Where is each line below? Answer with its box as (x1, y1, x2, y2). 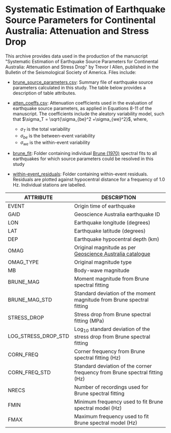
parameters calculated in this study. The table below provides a (12, 84, 146, 90)
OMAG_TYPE (8, 259, 39, 266)
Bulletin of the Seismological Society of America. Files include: (5, 69, 136, 75)
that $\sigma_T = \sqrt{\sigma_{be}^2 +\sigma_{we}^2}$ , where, (12, 116, 148, 122)
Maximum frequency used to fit (74, 413, 149, 420)
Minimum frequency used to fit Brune (74, 398, 163, 405)
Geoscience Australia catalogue (74, 250, 151, 258)
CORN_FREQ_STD (8, 369, 51, 376)
